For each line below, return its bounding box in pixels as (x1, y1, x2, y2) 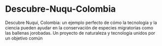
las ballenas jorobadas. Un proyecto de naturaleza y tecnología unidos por (5, 30, 156, 36)
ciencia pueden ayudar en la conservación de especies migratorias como (5, 24, 154, 30)
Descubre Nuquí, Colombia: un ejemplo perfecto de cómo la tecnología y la (5, 20, 157, 25)
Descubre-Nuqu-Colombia (5, 3, 116, 15)
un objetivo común (5, 35, 43, 41)
